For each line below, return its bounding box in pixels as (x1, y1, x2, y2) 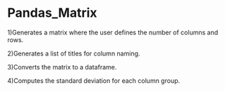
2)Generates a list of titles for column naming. (7, 49, 140, 58)
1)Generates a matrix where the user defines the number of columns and (7, 28, 219, 37)
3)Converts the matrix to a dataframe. (7, 63, 117, 71)
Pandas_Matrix (7, 5, 97, 21)
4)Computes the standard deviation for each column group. (7, 76, 181, 85)
